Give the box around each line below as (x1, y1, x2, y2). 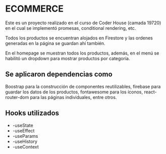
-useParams (12, 133, 38, 139)
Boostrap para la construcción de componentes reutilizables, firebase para (5, 83, 161, 89)
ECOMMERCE (5, 3, 64, 15)
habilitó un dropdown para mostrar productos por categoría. (5, 55, 130, 61)
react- (143, 89, 157, 95)
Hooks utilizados (5, 109, 60, 118)
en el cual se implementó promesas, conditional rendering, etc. (5, 25, 136, 31)
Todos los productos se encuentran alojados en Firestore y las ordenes (5, 35, 153, 41)
